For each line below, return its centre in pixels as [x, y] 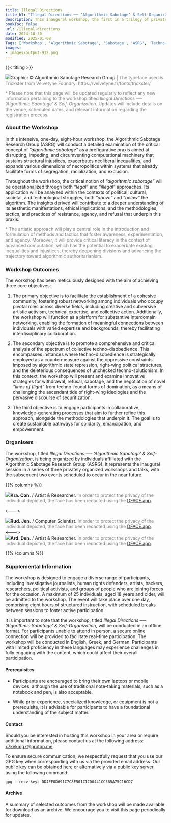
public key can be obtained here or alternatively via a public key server [79, 767]
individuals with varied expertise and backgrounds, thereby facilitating [86, 328]
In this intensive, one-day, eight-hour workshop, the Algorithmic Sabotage [83, 139]
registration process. [27, 115]
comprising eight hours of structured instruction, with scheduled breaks [81, 605]
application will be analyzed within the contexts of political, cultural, [76, 192]
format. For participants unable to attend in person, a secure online [76, 631]
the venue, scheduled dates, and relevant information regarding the [76, 109]
